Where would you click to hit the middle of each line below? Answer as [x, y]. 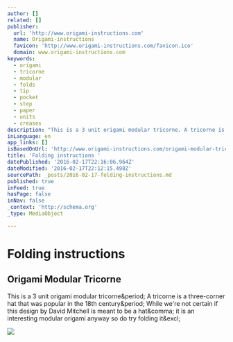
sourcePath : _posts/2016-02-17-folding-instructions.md [89, 175]
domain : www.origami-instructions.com [70, 53]
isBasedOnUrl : [28, 149]
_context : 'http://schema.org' [52, 207]
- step [23, 104]
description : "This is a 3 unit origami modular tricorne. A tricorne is [116, 130]
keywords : [21, 59]
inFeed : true [26, 188]
